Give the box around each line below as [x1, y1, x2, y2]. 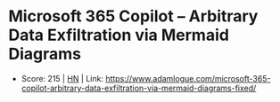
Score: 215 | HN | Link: [21, 73, 104, 83]
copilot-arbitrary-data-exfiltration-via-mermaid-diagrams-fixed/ [21, 82, 257, 93]
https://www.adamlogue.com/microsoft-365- [105, 73, 271, 83]
